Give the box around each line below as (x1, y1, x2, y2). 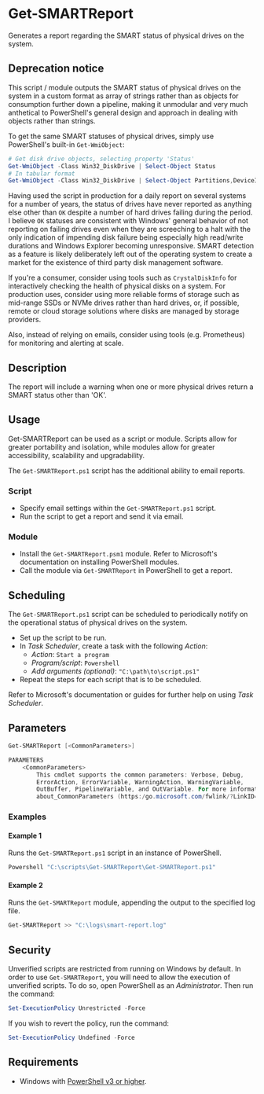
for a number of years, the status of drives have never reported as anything (8, 200, 252, 209)
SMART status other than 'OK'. (8, 391, 108, 400)
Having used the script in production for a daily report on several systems (8, 191, 247, 200)
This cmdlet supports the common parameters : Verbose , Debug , (36, 771, 244, 779)
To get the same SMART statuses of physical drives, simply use (8, 131, 214, 141)
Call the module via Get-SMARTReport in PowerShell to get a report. (19, 566, 233, 575)
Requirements (8, 1055, 79, 1069)
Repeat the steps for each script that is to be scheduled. (19, 675, 202, 685)
